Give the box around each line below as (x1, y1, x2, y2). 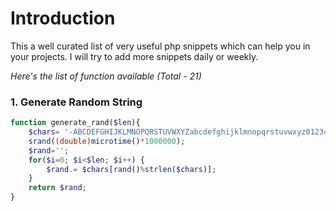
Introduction (10, 7, 116, 30)
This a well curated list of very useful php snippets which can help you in (10, 40, 311, 52)
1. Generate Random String (10, 95, 143, 109)
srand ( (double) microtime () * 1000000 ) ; (28, 136, 186, 146)
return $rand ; (28, 183, 87, 193)
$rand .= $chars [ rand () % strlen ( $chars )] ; (46, 164, 217, 174)
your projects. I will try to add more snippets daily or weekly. (10, 50, 259, 62)
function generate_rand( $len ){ (10, 118, 141, 128)
